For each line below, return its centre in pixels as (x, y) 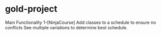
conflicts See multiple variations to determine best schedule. (66, 27)
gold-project (31, 9)
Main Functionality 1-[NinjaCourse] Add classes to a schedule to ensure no (80, 22)
